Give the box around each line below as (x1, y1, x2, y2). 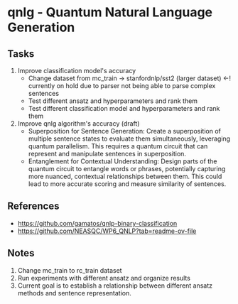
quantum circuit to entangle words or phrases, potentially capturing (28, 165, 226, 173)
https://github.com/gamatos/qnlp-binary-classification (17, 219, 178, 227)
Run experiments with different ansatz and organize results (17, 273, 190, 282)
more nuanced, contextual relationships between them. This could (28, 172, 222, 180)
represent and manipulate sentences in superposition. (28, 150, 187, 158)
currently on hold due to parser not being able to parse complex (28, 82, 216, 89)
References (7, 200, 60, 212)
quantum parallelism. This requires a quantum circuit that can (28, 142, 208, 150)
